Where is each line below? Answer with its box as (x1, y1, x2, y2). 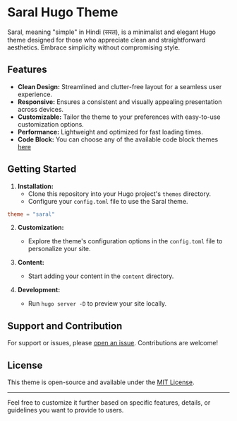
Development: (17, 286, 61, 294)
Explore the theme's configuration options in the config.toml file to (28, 237, 223, 246)
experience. (17, 90, 53, 98)
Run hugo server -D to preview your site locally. (28, 299, 167, 308)
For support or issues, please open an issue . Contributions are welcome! (7, 339, 219, 347)
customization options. (17, 120, 85, 128)
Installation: (17, 182, 54, 190)
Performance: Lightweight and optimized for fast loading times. (17, 127, 203, 136)
